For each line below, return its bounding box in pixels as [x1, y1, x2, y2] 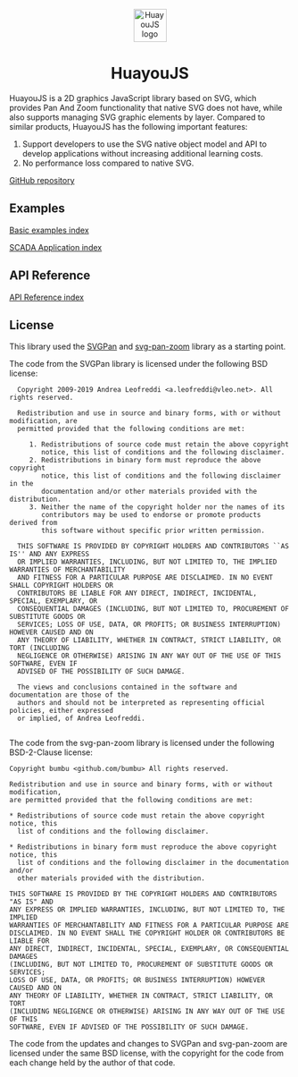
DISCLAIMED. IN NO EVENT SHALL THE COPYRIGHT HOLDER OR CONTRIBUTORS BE [9, 929, 286, 938]
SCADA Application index [9, 242, 103, 252]
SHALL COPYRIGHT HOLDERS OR [9, 581, 114, 590]
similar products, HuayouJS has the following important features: [9, 121, 248, 131]
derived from [9, 519, 58, 528]
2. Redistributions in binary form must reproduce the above [29, 456, 261, 465]
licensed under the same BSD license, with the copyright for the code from [9, 1047, 284, 1059]
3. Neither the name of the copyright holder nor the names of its [29, 503, 286, 512]
